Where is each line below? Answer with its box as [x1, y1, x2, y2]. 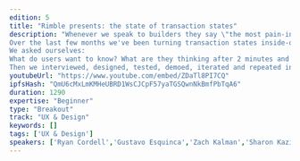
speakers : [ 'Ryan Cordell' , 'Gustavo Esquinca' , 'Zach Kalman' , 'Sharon [9, 138, 274, 147]
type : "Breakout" [9, 105, 74, 114]
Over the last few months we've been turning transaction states [9, 38, 257, 47]
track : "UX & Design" [9, 113, 90, 122]
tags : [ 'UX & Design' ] [9, 130, 94, 139]
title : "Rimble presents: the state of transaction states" [9, 21, 238, 30]
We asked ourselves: [9, 47, 87, 55]
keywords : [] [9, 122, 58, 131]
